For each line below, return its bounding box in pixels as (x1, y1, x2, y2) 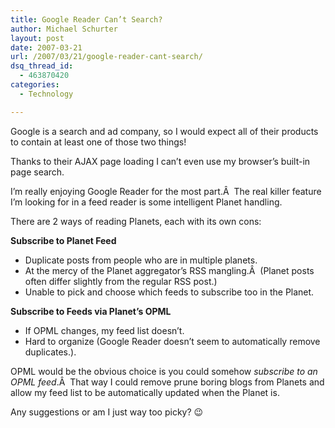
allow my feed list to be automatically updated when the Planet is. (10, 386, 280, 398)
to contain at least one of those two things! (10, 136, 187, 148)
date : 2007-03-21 (10, 42, 83, 53)
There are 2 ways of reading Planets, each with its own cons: (10, 215, 262, 227)
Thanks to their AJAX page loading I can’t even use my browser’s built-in (10, 155, 311, 167)
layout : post (10, 33, 65, 43)
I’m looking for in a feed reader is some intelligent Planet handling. (10, 196, 283, 208)
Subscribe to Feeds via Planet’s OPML (10, 305, 172, 317)
